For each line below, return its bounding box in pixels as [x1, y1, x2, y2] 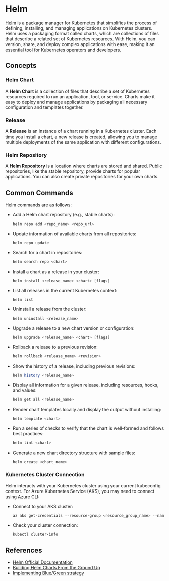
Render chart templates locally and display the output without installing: [12, 406, 161, 412]
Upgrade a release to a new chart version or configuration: [12, 325, 135, 331]
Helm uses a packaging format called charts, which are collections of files [5, 30, 159, 36]
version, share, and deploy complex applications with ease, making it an [5, 41, 155, 47]
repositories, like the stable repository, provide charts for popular [5, 168, 140, 174]
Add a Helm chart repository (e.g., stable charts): [12, 212, 115, 218]
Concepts [5, 61, 37, 70]
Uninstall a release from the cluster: [12, 306, 87, 312]
